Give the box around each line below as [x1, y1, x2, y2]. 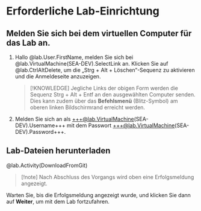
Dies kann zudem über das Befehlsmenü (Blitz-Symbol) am [29, 98, 179, 104]
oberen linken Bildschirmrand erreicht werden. [29, 104, 146, 111]
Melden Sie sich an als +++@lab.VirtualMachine [14, 116, 134, 122]
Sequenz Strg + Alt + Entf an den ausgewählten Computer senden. [29, 91, 196, 98]
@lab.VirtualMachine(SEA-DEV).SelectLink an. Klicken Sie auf [14, 60, 169, 67]
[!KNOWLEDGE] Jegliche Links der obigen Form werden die [29, 84, 179, 92]
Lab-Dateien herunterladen [6, 146, 111, 156]
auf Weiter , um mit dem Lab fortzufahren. [6, 198, 110, 205]
